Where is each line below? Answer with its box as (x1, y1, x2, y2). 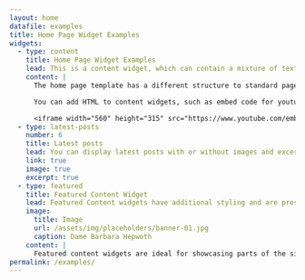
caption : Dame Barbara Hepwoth (33, 232, 152, 241)
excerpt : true (25, 173, 79, 182)
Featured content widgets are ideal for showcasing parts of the (33, 249, 286, 258)
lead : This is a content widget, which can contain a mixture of (25, 65, 279, 74)
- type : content (17, 47, 79, 56)
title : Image (33, 215, 84, 225)
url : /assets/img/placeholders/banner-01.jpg (33, 224, 209, 233)
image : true (25, 165, 71, 174)
